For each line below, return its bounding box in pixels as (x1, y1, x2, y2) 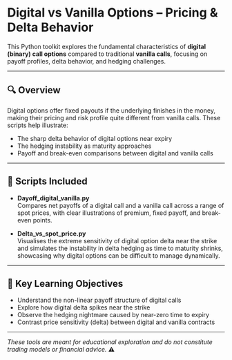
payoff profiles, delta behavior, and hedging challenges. (7, 57, 166, 65)
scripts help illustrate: (7, 121, 69, 129)
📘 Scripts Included (7, 176, 88, 187)
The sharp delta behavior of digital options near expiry (17, 134, 173, 142)
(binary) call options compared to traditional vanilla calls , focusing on (7, 50, 208, 58)
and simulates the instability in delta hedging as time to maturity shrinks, (17, 244, 223, 252)
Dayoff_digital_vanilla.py (17, 193, 90, 202)
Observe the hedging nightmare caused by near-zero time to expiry (17, 311, 209, 319)
